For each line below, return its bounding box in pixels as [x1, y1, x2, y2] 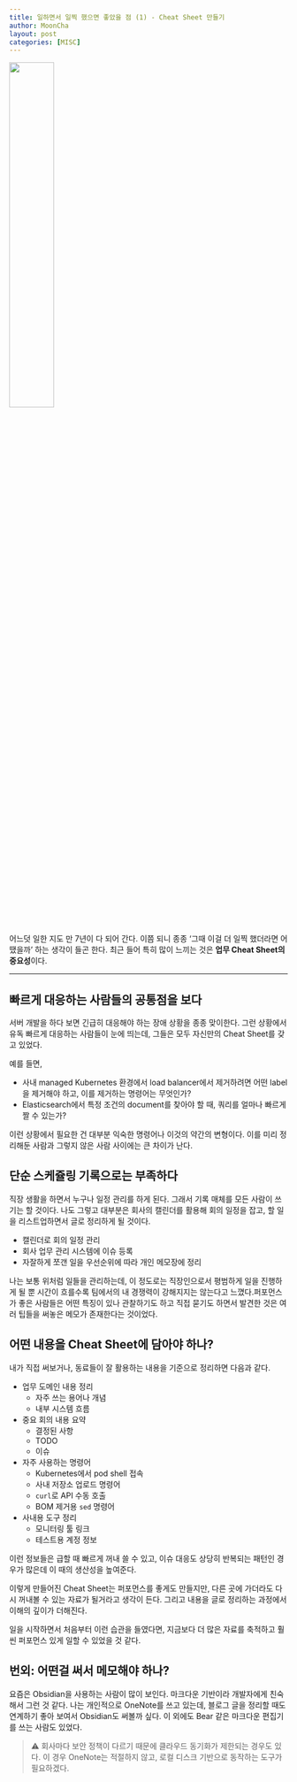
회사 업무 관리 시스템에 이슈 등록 [21, 1245, 133, 1256]
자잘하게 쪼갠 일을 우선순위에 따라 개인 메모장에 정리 [21, 1256, 202, 1267]
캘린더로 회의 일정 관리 [21, 1234, 101, 1245]
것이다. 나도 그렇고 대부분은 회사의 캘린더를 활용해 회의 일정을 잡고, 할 [34, 1204, 276, 1215]
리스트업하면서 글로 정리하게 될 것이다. [18, 1216, 151, 1226]
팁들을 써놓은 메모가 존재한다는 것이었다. [18, 1309, 158, 1319]
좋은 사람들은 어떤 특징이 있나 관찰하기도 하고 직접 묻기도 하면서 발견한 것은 [18, 1297, 278, 1308]
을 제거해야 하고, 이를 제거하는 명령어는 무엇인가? [21, 1088, 192, 1099]
